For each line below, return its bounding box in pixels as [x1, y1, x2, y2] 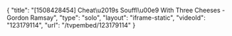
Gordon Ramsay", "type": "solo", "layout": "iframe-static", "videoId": [6, 13, 206, 22]
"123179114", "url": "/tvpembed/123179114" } [6, 21, 136, 29]
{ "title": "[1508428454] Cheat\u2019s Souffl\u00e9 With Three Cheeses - [6, 6, 226, 14]
